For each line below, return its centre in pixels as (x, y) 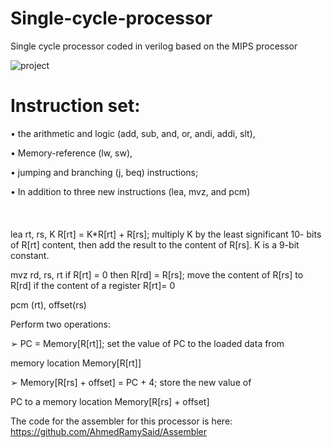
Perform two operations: (61, 324)
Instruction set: (75, 106)
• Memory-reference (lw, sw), (71, 153)
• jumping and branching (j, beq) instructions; (104, 172)
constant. (30, 255)
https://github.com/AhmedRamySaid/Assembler (109, 431)
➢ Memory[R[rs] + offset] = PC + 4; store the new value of (131, 382)
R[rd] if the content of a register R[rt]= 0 (93, 285)
